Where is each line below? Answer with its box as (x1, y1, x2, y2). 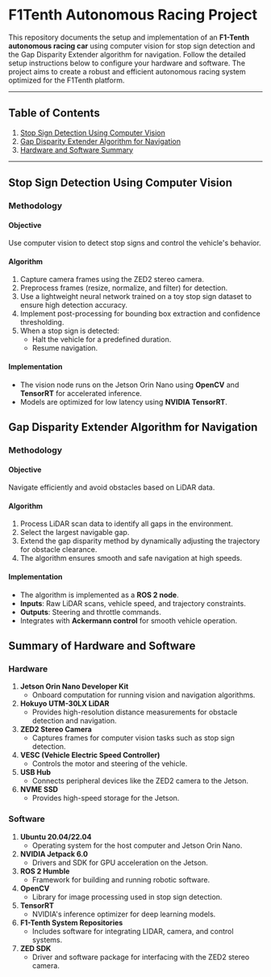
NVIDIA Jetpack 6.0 (19, 849, 89, 858)
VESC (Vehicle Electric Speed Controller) (19, 750, 161, 760)
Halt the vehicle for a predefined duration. (31, 335, 172, 344)
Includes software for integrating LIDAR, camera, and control (31, 926, 234, 936)
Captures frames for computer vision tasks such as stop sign (31, 733, 236, 743)
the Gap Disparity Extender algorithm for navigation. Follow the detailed (8, 49, 246, 59)
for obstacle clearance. (19, 545, 98, 554)
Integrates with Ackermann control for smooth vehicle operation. (19, 616, 238, 625)
